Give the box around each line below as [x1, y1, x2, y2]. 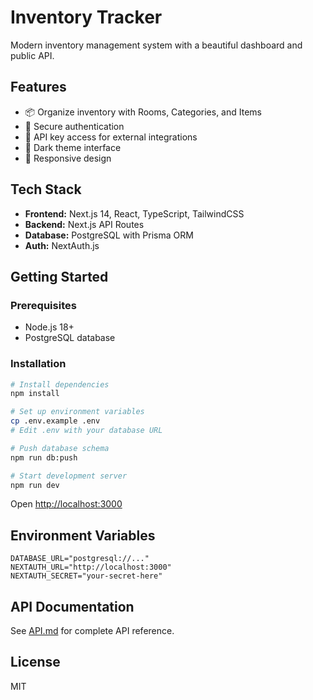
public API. [10, 49, 55, 61]
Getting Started [10, 268, 109, 285]
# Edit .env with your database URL [10, 426, 163, 436]
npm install [10, 389, 60, 399]
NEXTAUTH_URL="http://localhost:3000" [10, 562, 172, 573]
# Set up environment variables [10, 407, 145, 417]
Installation [10, 357, 67, 371]
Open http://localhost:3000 [10, 498, 123, 510]
